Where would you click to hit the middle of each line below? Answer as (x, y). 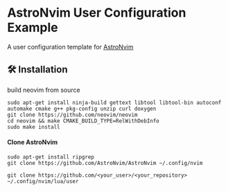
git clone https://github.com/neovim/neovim (72, 115)
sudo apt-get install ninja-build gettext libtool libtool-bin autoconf (114, 102)
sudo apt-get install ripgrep (51, 157)
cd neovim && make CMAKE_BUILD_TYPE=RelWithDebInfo (83, 121)
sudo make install (34, 127)
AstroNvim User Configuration (97, 13)
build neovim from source (44, 90)
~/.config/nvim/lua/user (43, 181)
